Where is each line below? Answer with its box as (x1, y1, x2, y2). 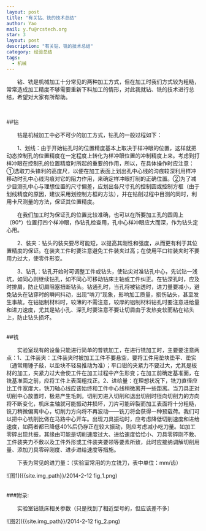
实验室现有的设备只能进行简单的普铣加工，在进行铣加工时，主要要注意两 (17, 346, 200, 353)
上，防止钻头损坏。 (6, 313, 55, 321)
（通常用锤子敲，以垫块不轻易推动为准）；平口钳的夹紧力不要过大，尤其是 (6, 361, 192, 369)
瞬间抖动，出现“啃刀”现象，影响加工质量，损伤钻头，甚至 (48, 291, 194, 298)
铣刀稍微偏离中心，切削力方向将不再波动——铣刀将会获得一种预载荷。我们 (6, 407, 194, 414)
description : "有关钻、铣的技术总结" (6, 44, 94, 50)
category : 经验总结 (6, 49, 53, 55)
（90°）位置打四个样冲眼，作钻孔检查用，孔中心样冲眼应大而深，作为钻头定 (6, 218, 198, 226)
